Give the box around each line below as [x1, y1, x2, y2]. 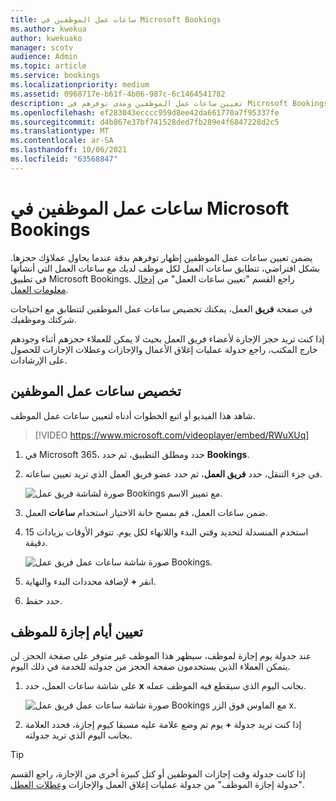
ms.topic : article [10, 61, 87, 71]
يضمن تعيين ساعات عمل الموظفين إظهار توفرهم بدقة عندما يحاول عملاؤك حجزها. [10, 251, 313, 263]
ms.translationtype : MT [10, 126, 110, 136]
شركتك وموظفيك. [10, 313, 77, 325]
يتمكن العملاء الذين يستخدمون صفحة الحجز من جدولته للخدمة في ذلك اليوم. [10, 661, 291, 673]
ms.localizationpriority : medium [10, 80, 150, 90]
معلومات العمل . [10, 283, 69, 295]
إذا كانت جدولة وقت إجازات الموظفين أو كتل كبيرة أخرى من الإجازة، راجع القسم [10, 768, 306, 780]
